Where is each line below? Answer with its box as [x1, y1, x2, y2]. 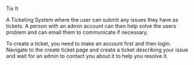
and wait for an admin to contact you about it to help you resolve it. [6, 53, 169, 59]
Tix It [6, 5, 19, 12]
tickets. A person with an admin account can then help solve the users [6, 23, 176, 29]
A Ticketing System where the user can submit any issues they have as [6, 16, 179, 23]
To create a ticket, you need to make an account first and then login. [6, 40, 172, 47]
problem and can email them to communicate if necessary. [6, 29, 149, 36]
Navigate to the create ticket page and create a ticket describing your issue [6, 46, 189, 53]
